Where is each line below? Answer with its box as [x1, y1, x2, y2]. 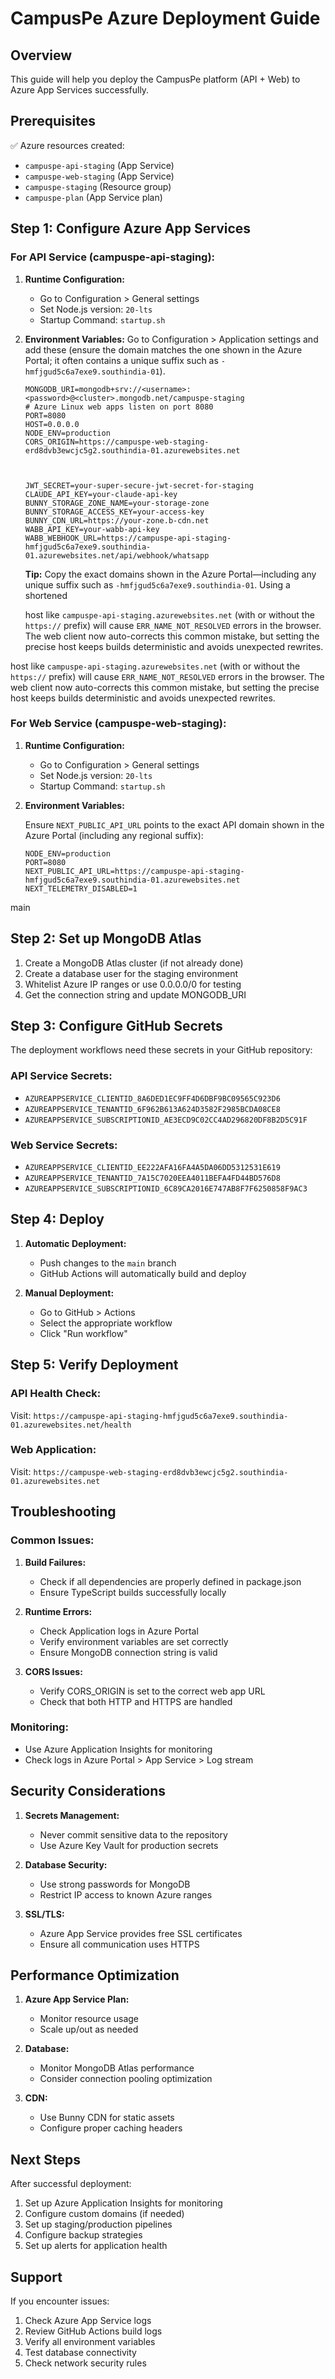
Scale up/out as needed [39, 2023, 139, 2036]
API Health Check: [10, 1387, 102, 1401]
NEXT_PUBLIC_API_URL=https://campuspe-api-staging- [24, 866, 245, 876]
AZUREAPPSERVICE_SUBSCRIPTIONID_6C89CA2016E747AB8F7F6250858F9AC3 [24, 1184, 308, 1194]
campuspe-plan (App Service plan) [24, 191, 163, 203]
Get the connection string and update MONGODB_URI [24, 988, 247, 1001]
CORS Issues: [24, 1665, 83, 1677]
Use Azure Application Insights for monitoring [24, 1743, 213, 1755]
